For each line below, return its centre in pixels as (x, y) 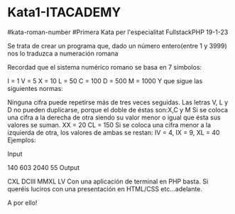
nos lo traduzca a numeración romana (63, 53)
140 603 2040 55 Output (44, 167)
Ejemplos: (22, 140)
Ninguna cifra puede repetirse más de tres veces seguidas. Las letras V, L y (118, 102)
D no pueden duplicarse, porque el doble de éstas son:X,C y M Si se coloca (118, 109)
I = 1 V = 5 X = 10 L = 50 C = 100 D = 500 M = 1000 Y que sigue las (105, 81)
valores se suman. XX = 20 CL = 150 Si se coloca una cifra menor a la (109, 124)
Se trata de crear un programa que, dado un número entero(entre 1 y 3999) (117, 46)
